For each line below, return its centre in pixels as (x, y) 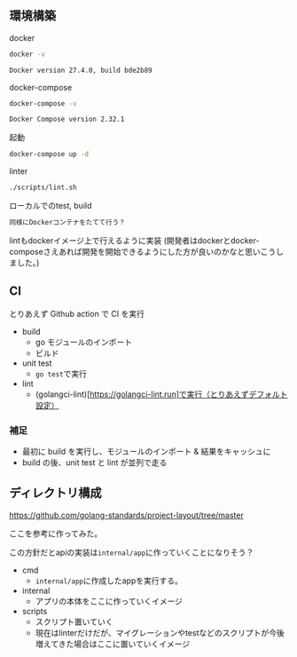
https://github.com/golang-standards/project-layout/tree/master (126, 515)
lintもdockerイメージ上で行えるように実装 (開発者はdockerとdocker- (134, 240)
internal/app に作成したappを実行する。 (109, 581)
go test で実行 (61, 373)
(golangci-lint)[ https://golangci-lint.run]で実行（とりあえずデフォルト (161, 394)
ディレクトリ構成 (55, 493)
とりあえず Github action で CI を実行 (77, 313)
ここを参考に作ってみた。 (56, 533)
